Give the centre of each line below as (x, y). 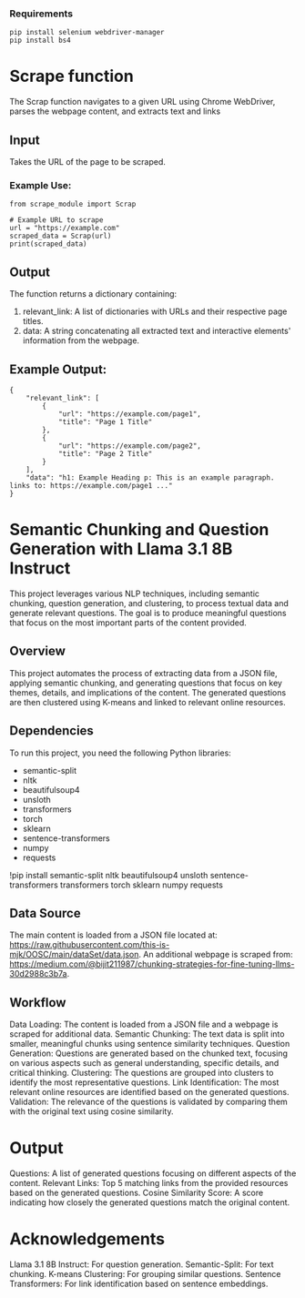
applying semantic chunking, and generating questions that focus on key (146, 683)
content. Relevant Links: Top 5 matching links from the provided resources (149, 1183)
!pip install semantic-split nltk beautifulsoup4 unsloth (109, 875)
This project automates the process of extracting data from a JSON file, (143, 673)
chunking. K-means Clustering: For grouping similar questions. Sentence (145, 1274)
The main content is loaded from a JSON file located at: (114, 935)
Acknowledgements (87, 1239)
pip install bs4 (40, 41)
